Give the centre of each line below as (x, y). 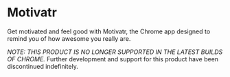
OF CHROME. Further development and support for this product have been (113, 59)
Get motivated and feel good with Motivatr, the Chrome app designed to (109, 31)
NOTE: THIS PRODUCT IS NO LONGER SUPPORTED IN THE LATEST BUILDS (115, 52)
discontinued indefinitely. (43, 66)
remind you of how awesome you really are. (69, 38)
